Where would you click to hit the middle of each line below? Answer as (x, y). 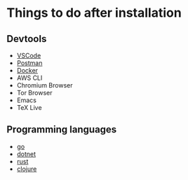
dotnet (26, 154)
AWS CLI (29, 78)
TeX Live (29, 108)
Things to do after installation (94, 13)
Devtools (27, 39)
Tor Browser (34, 93)
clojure (27, 169)
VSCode (29, 55)
